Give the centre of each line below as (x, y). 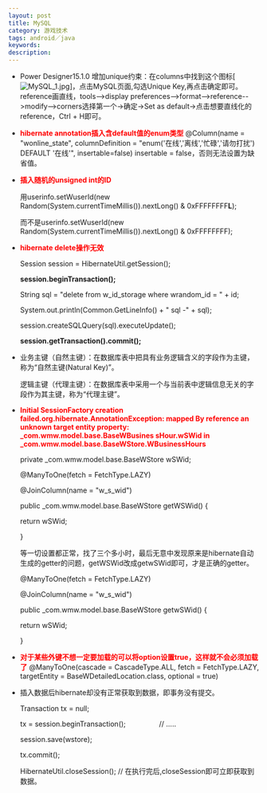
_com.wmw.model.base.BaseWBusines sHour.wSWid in (115, 436)
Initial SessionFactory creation (71, 410)
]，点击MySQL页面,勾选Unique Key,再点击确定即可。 (156, 86)
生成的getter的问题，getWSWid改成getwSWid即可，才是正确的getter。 (136, 563)
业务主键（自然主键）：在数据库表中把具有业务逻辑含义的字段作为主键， (137, 357)
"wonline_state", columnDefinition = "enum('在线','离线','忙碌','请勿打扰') (137, 143)
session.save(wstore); (56, 739)
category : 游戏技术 (38, 30)
